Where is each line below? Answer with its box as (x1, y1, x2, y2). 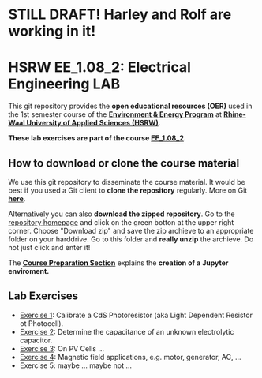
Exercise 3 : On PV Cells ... (19, 343, 105, 353)
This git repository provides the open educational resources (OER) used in (8, 101, 253, 111)
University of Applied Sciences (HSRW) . (26, 118, 161, 128)
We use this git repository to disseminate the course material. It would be (8, 177, 246, 186)
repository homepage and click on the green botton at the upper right (8, 217, 234, 226)
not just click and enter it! (8, 242, 91, 252)
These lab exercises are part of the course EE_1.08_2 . (8, 133, 187, 143)
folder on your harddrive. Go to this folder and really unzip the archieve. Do (8, 234, 254, 244)
